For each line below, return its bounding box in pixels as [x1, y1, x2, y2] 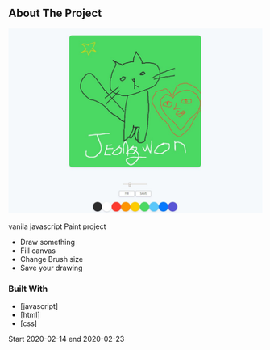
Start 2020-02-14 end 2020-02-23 [8, 335, 125, 344]
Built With [8, 283, 48, 294]
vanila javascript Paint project [8, 221, 106, 231]
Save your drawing [19, 263, 83, 272]
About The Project [8, 6, 102, 20]
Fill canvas [19, 246, 56, 255]
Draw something [19, 238, 75, 247]
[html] [19, 310, 40, 320]
